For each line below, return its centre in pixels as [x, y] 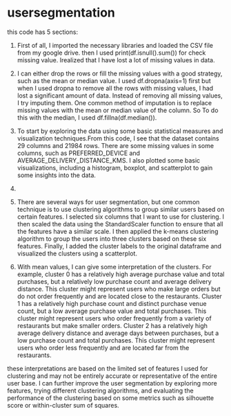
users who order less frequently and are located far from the [103, 347]
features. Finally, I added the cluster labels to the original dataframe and [119, 246]
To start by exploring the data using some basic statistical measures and [120, 131]
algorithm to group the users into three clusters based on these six [112, 238]
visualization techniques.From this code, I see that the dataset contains [118, 138]
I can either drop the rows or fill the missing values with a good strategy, [120, 73]
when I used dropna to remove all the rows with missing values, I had [115, 88]
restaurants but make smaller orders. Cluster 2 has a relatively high [112, 325]
